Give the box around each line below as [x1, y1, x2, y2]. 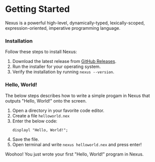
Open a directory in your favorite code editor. [12, 108, 105, 113]
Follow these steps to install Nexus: [5, 49, 77, 55]
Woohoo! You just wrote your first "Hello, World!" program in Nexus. [5, 151, 144, 157]
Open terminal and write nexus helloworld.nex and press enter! [12, 141, 142, 147]
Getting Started [5, 3, 70, 15]
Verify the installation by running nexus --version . [12, 69, 115, 75]
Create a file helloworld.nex [12, 112, 70, 118]
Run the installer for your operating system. [12, 63, 101, 70]
